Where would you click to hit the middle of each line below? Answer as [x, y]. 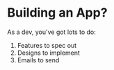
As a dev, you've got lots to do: [51, 32]
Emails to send [38, 60]
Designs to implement [48, 53]
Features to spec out [47, 45]
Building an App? [57, 13]
